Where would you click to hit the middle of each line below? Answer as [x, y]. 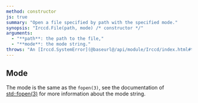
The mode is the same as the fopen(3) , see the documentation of [85, 87]
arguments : [19, 33]
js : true [17, 17]
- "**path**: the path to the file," [58, 39]
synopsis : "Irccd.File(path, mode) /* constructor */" [75, 28]
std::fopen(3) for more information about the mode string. [76, 94]
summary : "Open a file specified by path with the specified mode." [92, 22]
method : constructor [32, 11]
